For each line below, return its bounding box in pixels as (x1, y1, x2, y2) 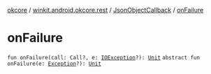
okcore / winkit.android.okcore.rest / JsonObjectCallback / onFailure (7, 6, 204, 14)
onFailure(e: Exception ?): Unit (7, 60, 101, 67)
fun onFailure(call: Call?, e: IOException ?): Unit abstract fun (7, 54, 201, 61)
